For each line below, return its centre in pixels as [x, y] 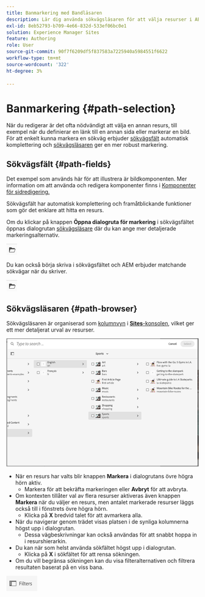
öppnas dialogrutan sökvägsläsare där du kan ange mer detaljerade [91, 229]
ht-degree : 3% [24, 71]
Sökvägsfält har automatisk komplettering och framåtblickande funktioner [99, 204]
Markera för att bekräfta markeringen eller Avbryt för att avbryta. [106, 489]
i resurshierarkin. [45, 541]
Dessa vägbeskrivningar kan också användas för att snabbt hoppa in [110, 535]
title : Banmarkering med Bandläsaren [54, 13]
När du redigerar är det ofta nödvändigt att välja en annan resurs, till [92, 125]
